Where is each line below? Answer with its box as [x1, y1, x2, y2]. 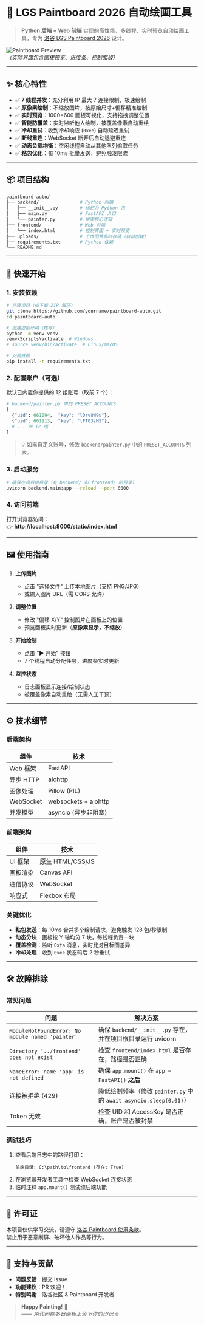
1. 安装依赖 [6, 288, 38, 296]
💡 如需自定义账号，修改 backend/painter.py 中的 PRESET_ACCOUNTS [21, 441, 185, 448]
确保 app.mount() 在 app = [98, 1066, 172, 1075]
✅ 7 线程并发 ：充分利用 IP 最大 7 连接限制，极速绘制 [15, 96, 146, 103]
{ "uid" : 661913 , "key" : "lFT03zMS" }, [12, 417, 110, 424]
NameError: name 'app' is [9, 1068, 84, 1075]
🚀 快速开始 [6, 269, 46, 279]
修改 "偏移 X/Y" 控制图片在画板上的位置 [24, 616, 123, 623]
